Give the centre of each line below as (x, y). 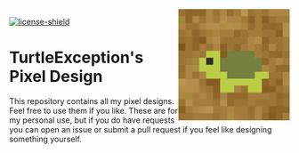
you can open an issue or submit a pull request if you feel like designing (141, 129)
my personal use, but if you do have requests (92, 120)
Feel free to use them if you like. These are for (94, 110)
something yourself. (46, 139)
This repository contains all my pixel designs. (92, 101)
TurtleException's (77, 58)
